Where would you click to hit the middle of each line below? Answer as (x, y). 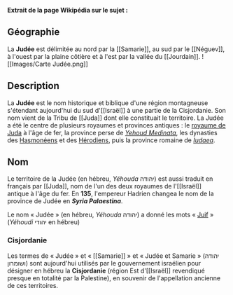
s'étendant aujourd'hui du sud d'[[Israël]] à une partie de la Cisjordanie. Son (116, 110)
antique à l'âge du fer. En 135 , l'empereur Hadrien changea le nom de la (111, 194)
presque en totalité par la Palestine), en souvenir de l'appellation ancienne (114, 278)
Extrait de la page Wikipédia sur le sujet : (68, 10)
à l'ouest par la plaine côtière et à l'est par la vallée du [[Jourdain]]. (104, 56)
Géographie (34, 32)
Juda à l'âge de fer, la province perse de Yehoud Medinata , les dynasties (113, 132)
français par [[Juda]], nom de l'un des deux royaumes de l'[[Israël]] (104, 186)
